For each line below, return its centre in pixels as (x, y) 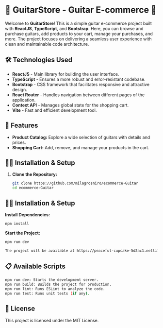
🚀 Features (22, 126)
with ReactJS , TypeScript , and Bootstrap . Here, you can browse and (74, 28)
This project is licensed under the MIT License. (52, 320)
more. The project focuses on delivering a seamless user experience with (78, 39)
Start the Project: (23, 233)
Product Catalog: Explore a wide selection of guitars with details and (81, 137)
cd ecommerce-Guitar (33, 188)
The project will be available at (40, 250)
